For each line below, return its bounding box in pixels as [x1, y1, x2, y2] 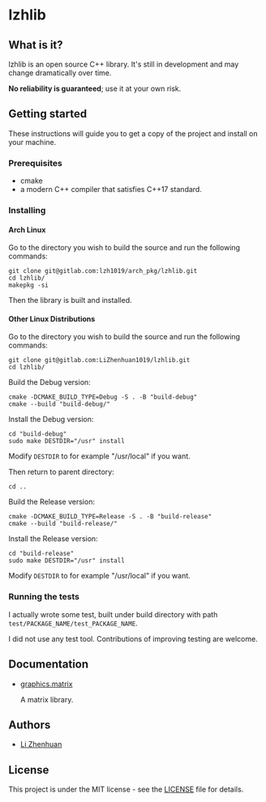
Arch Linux [8, 224, 46, 234]
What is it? [8, 38, 63, 52]
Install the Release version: [8, 534, 99, 544]
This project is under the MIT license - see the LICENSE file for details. [8, 784, 244, 795]
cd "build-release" [8, 549, 75, 558]
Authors [8, 718, 51, 732]
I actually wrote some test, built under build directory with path [8, 609, 218, 619]
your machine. [8, 137, 57, 147]
